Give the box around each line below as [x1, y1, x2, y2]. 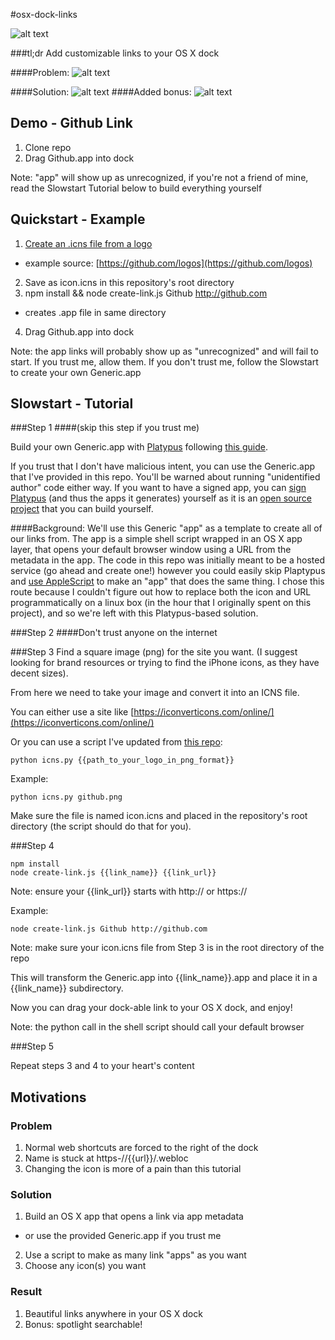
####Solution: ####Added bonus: [10, 86, 192, 98]
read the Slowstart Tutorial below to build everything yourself [10, 182, 263, 194]
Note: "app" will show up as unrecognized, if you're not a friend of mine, [10, 171, 309, 183]
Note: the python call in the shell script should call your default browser [10, 1021, 305, 1033]
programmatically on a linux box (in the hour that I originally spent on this [10, 597, 312, 609]
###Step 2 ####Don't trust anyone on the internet [10, 627, 218, 639]
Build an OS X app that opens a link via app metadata [24, 1210, 244, 1223]
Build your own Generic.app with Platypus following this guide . [10, 441, 268, 453]
